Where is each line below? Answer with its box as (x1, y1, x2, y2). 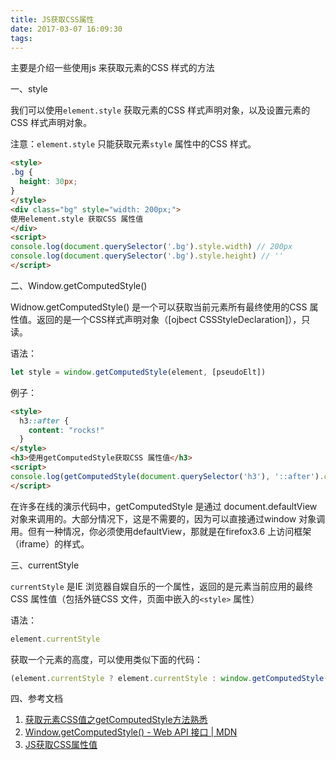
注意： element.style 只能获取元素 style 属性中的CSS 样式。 (10, 138, 257, 150)
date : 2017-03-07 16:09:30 (10, 24, 123, 34)
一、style (10, 83, 48, 95)
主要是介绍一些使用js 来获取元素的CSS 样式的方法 (10, 62, 215, 74)
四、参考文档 (10, 692, 63, 705)
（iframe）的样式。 (10, 537, 90, 550)
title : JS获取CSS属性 (10, 14, 95, 25)
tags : (10, 33, 33, 43)
